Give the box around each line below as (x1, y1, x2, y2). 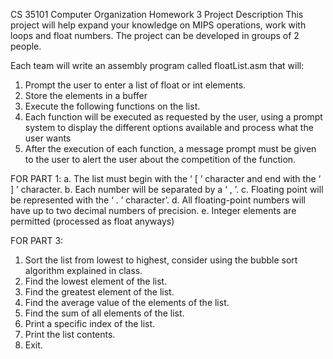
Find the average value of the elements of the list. (24, 297, 230, 308)
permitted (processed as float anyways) (10, 215, 175, 227)
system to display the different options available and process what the (24, 122, 314, 133)
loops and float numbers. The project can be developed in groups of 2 (10, 30, 300, 41)
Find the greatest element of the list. (24, 286, 175, 298)
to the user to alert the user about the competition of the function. (24, 154, 297, 165)
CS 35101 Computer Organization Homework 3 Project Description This (10, 9, 304, 20)
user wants (24, 132, 72, 144)
